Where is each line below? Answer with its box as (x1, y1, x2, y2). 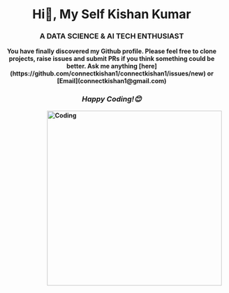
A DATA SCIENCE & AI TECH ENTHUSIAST (39, 31, 184, 41)
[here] (138, 62, 157, 71)
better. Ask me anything (66, 62, 138, 71)
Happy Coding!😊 (81, 94, 142, 104)
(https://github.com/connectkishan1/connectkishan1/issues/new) (9, 69, 206, 78)
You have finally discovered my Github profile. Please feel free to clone (7, 47, 216, 55)
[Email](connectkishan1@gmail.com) (57, 77, 167, 85)
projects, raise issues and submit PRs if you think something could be (8, 55, 215, 63)
